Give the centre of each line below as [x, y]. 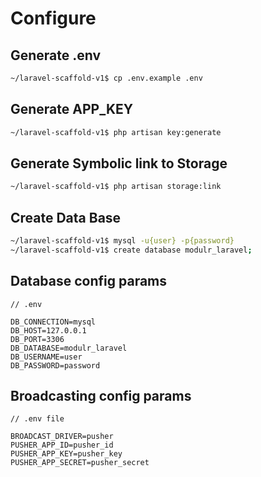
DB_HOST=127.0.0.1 [48, 330]
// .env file [37, 419]
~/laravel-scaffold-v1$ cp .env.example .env [106, 78]
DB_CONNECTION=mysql [53, 322]
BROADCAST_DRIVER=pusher [62, 437]
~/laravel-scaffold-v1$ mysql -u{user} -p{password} [122, 241]
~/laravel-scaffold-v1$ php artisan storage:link [116, 187]
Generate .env [56, 55]
